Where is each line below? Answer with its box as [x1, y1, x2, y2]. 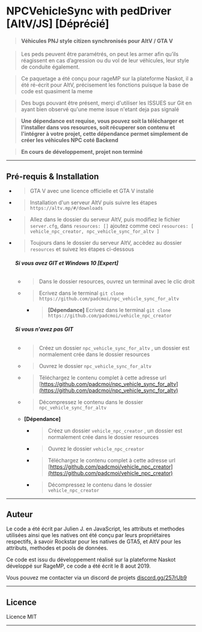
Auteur [6, 509, 33, 520]
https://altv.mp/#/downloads [29, 206, 103, 212]
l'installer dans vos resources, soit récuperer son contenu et [20, 124, 176, 131]
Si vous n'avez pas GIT [14, 326, 74, 333]
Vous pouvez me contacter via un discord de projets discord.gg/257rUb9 [6, 574, 188, 581]
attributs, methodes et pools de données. [6, 544, 108, 551]
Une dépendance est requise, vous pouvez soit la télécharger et [20, 117, 185, 124]
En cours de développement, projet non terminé [20, 149, 143, 156]
